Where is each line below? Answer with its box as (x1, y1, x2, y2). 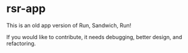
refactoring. (6, 40, 36, 47)
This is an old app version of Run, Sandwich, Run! (6, 22, 132, 29)
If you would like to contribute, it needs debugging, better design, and (6, 33, 182, 40)
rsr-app (6, 2, 46, 16)
